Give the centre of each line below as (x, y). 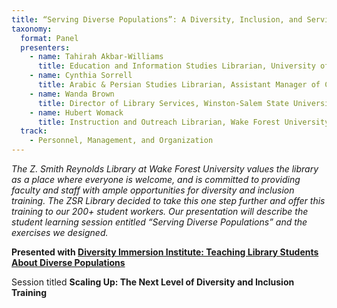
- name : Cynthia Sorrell (81, 76)
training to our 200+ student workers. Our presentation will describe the (160, 211)
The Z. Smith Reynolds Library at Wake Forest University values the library (165, 169)
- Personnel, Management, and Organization (121, 141)
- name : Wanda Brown (72, 94)
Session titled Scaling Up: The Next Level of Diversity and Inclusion (153, 282)
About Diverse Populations (68, 262)
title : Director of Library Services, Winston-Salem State (163, 103)
